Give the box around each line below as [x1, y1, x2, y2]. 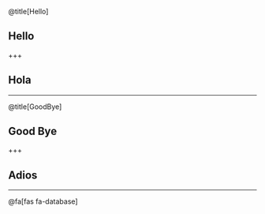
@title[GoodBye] [8, 102, 62, 111]
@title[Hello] [8, 7, 49, 16]
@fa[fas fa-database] [8, 197, 78, 206]
